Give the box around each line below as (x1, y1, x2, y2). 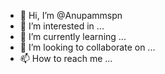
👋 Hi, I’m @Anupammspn (19, 10, 123, 21)
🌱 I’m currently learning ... (19, 31, 127, 42)
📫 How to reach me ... (19, 53, 113, 64)
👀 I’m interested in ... (19, 20, 105, 32)
